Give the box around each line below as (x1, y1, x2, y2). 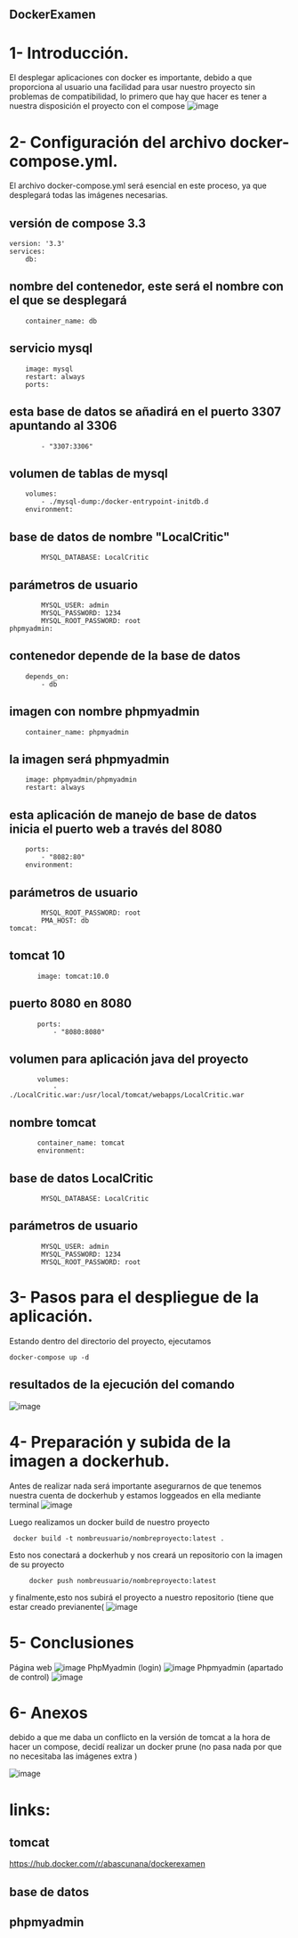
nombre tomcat (9, 1114, 96, 1130)
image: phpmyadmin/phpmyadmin (25, 776, 138, 784)
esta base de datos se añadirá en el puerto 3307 (9, 405, 282, 420)
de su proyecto (9, 1559, 65, 1570)
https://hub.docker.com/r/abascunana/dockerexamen (9, 1859, 206, 1869)
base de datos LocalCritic (9, 1170, 154, 1186)
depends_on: (25, 672, 69, 681)
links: (9, 1800, 51, 1819)
